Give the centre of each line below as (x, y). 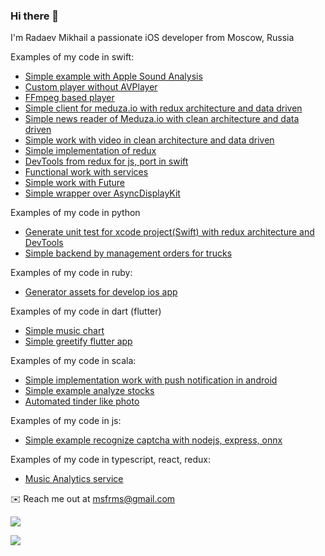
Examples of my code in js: (66, 421)
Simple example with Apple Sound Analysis (113, 76)
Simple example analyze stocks (89, 391)
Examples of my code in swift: (72, 57)
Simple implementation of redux (90, 151)
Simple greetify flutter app (78, 341)
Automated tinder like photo (82, 401)
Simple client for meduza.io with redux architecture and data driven (163, 108)
